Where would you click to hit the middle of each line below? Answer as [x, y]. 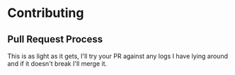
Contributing [46, 13]
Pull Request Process [55, 39]
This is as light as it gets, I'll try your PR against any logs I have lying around [118, 56]
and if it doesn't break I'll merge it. [57, 64]
